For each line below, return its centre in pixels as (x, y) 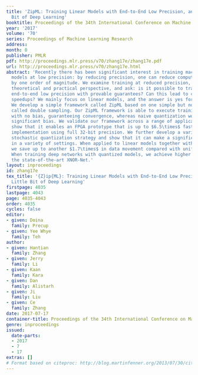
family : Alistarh (33, 286)
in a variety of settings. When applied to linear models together (96, 143)
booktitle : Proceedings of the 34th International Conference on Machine (99, 22)
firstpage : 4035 (26, 187)
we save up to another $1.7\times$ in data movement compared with (96, 149)
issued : (16, 330)
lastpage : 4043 (25, 193)
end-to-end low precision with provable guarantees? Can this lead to (100, 94)
